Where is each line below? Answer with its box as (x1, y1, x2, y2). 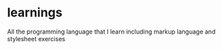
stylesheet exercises (7, 34, 65, 42)
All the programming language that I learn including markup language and (7, 27, 216, 36)
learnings (7, 5, 63, 21)
